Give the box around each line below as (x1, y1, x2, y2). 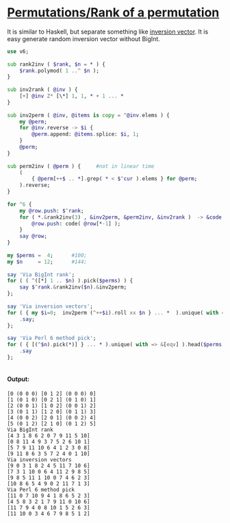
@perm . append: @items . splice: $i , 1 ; (31, 131, 139, 138)
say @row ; (19, 233, 48, 240)
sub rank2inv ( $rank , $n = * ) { (7, 60, 106, 68)
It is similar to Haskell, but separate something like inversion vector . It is (7, 27, 209, 36)
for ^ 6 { (7, 201, 32, 208)
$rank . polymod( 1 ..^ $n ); (19, 67, 99, 74)
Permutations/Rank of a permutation (7, 5, 220, 21)
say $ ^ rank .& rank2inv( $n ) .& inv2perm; (19, 284, 127, 291)
